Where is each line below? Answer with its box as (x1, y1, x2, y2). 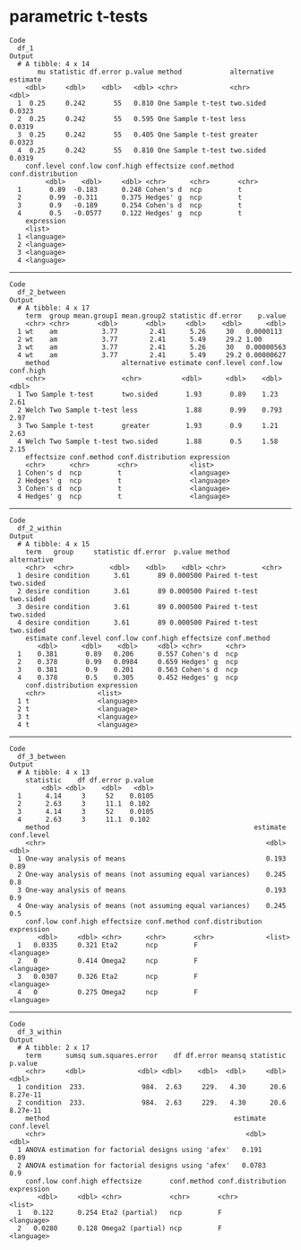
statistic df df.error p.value (25, 775, 154, 784)
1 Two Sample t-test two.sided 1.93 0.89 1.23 (17, 389, 279, 398)
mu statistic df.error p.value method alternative (37, 67, 275, 76)
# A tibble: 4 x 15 (17, 539, 90, 548)
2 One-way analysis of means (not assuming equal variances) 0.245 (17, 870, 287, 878)
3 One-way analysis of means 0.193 (17, 886, 287, 895)
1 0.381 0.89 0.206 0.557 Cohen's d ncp (17, 649, 239, 659)
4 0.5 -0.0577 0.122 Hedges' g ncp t (17, 208, 243, 217)
